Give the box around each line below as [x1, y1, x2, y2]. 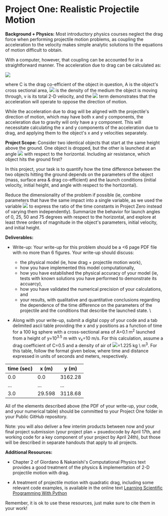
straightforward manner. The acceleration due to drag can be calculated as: [5, 62, 161, 68]
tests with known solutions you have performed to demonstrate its [20, 275, 157, 281]
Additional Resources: [5, 449, 53, 455]
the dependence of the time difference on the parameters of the [20, 302, 152, 308]
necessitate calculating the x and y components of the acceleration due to [5, 124, 159, 131]
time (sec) [8, 365, 33, 372]
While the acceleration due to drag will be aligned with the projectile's [5, 108, 149, 114]
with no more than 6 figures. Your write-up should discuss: [12, 249, 134, 255]
